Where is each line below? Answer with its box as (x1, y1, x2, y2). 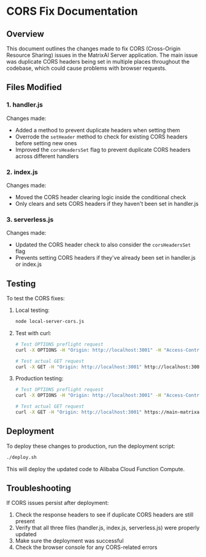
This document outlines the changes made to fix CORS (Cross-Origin (6, 45, 181, 52)
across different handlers (15, 152, 79, 160)
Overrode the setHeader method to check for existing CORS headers (15, 133, 188, 140)
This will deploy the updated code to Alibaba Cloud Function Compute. (6, 465, 185, 472)
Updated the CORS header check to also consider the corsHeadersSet (15, 241, 191, 249)
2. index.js (6, 167, 39, 176)
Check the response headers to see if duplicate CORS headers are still (15, 511, 194, 518)
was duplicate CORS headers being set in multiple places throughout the (6, 58, 190, 65)
